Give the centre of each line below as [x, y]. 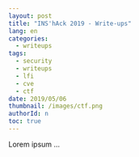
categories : [28, 38]
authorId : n [28, 114]
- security [34, 62]
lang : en [23, 31]
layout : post [30, 16]
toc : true [25, 121]
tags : [17, 53]
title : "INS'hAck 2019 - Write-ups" [70, 23]
